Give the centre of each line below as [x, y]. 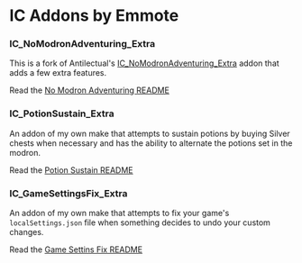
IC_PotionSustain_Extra [62, 113]
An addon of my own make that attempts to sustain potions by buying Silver [150, 133]
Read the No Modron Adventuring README [89, 90]
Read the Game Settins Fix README [76, 249]
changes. [27, 232]
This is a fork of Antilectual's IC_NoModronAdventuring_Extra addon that [144, 63]
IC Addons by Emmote [94, 16]
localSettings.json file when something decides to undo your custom [140, 222]
